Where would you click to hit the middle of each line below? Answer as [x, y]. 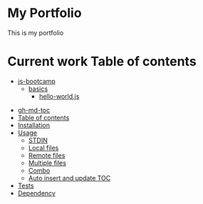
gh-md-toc [34, 110]
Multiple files [47, 163]
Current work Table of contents [102, 61]
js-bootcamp [36, 81]
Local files [43, 148]
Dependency [36, 193]
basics [38, 88]
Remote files [47, 155]
